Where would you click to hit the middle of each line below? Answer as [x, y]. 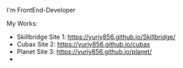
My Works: [22, 23]
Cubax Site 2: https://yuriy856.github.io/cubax [83, 44]
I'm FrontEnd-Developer [41, 10]
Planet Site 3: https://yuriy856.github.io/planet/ [84, 52]
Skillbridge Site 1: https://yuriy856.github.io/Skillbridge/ [96, 37]
